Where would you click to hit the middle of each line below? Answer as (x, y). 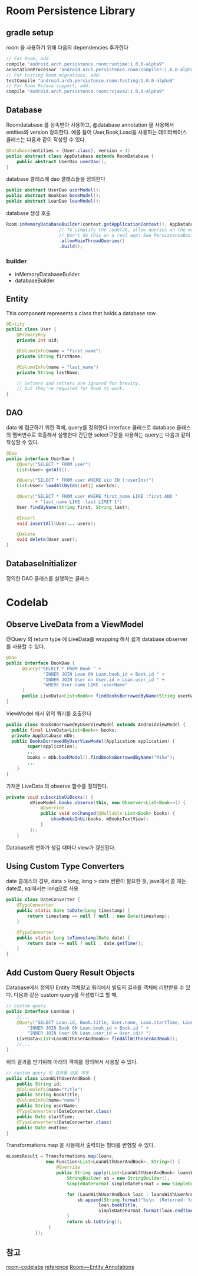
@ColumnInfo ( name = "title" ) (50, 1089)
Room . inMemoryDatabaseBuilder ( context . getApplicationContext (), (87, 224)
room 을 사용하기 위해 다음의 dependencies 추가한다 (67, 47)
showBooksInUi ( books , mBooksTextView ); (100, 819)
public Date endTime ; (43, 1128)
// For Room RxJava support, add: (49, 86)
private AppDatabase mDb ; (43, 735)
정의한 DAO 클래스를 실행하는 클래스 (48, 579)
